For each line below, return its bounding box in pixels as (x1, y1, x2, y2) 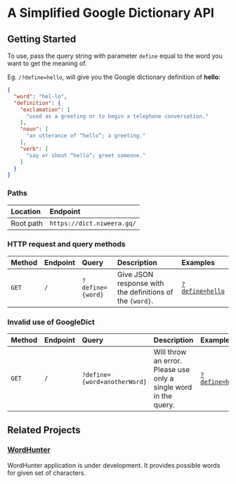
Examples (181, 257, 216, 267)
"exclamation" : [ (20, 106, 71, 113)
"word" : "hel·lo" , (13, 93, 68, 100)
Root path (11, 218, 44, 228)
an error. (153, 356, 183, 366)
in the (153, 391, 172, 401)
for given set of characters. (7, 469, 86, 477)
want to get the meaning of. (7, 59, 87, 68)
